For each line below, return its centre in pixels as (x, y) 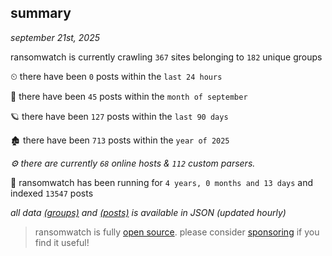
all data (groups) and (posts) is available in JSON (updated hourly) (148, 212)
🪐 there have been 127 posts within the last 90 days (119, 116)
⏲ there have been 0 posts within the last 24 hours (116, 76)
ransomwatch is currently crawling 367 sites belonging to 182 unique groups (166, 57)
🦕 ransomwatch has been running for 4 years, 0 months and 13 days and (162, 182)
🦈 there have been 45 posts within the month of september (129, 96)
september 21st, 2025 (55, 37)
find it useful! (62, 242)
